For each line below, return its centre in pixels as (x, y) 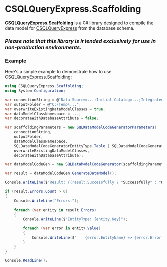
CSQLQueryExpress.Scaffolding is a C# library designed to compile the (79, 23)
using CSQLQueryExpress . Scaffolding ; (44, 86)
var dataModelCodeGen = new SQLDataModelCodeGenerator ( (64, 164)
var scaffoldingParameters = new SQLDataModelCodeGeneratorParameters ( (81, 128)
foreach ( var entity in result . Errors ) (55, 210)
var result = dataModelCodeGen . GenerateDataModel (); (61, 173)
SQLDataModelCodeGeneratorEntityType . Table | (62, 146)
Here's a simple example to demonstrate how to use (58, 72)
